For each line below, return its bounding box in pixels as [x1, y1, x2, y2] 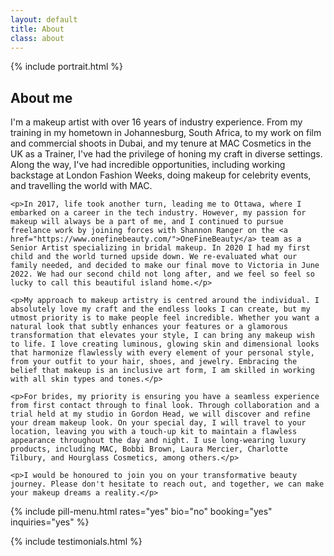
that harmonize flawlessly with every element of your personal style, [10, 348, 315, 358]
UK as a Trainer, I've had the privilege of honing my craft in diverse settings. [10, 148, 323, 160]
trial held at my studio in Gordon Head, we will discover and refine [10, 409, 311, 420]
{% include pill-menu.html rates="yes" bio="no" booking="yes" [10, 506, 273, 518]
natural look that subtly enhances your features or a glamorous [10, 322, 288, 332]
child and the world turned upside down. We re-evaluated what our [10, 252, 298, 262]
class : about [10, 33, 65, 43]
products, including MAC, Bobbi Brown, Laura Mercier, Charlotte [10, 444, 288, 455]
